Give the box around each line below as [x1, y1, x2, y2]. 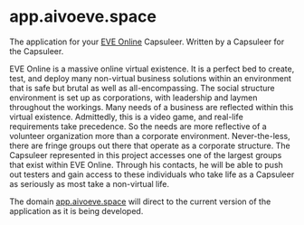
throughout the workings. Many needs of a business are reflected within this [9, 101, 294, 112]
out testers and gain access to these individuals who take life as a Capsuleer [9, 169, 295, 180]
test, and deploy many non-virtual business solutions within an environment [9, 72, 292, 83]
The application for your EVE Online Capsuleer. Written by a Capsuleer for [9, 36, 285, 47]
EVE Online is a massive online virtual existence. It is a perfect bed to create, [9, 63, 295, 74]
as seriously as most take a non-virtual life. [9, 178, 170, 189]
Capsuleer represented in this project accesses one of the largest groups [9, 149, 282, 160]
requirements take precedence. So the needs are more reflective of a [9, 120, 267, 132]
